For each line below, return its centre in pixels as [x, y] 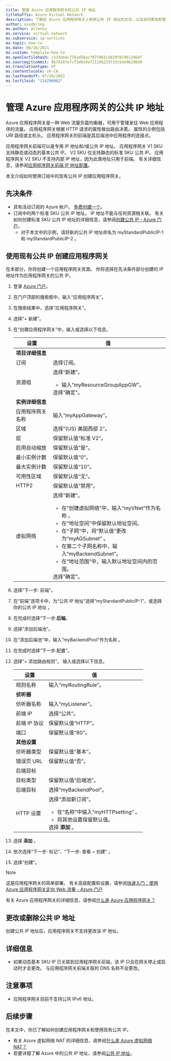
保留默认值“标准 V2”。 [80, 439]
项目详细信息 [31, 353]
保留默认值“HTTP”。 [73, 723]
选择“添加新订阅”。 [71, 799]
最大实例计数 [31, 467]
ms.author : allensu [26, 29]
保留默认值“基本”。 [71, 752]
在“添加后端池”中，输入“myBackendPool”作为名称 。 [68, 640]
